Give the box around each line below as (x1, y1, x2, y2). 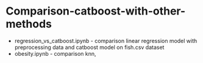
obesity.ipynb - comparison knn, (14, 50, 96, 57)
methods (5, 17, 52, 31)
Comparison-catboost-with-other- (5, 4, 186, 18)
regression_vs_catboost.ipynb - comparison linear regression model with (14, 37, 198, 44)
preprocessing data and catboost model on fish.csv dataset (14, 44, 165, 51)
